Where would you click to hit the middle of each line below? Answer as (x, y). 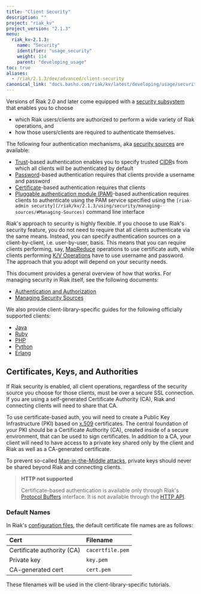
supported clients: (28, 316)
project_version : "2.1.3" (38, 29)
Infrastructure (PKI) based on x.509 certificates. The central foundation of (97, 423)
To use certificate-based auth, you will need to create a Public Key (88, 417)
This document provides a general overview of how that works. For (89, 273)
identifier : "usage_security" (55, 51)
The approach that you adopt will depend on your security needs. (87, 262)
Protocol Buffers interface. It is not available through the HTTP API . (103, 497)
